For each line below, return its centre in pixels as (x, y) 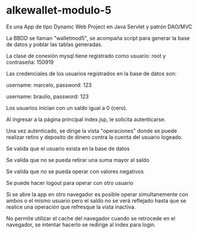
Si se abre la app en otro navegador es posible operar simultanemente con (97, 194)
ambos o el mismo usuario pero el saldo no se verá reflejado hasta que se (96, 200)
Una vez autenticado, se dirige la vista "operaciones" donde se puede (92, 131)
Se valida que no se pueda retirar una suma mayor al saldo (78, 160)
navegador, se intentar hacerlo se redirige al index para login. (81, 225)
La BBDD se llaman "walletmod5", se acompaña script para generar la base (98, 38)
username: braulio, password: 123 (47, 96)
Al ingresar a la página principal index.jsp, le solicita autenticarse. (86, 119)
